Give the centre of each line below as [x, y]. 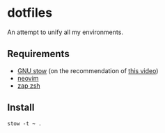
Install [21, 108]
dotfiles [30, 13]
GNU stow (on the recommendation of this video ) [88, 70]
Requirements [38, 54]
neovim [28, 78]
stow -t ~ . [24, 123]
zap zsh [29, 86]
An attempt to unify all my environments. [65, 32]
